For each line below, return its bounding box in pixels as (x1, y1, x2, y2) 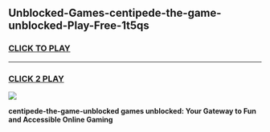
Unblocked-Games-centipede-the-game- (8, 6, 222, 20)
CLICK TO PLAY (8, 43, 71, 54)
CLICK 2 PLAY (8, 73, 64, 84)
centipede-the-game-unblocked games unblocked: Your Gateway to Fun (8, 106, 257, 115)
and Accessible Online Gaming (8, 114, 113, 124)
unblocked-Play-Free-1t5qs (8, 19, 150, 33)
